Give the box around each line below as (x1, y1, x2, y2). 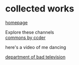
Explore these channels (5, 29, 54, 35)
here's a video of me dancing (5, 44, 66, 50)
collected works (5, 3, 74, 14)
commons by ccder (5, 34, 46, 40)
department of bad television (5, 53, 66, 60)
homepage (5, 19, 28, 25)
